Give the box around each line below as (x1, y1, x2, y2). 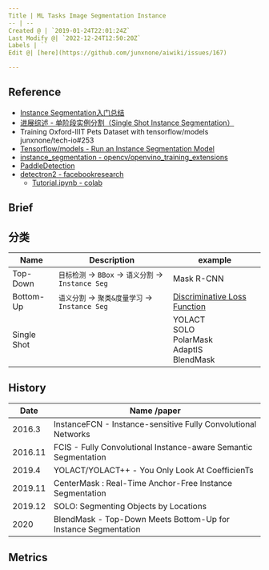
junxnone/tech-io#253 (19, 135, 94, 145)
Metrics (8, 551, 48, 564)
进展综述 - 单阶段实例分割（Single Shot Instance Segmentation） (19, 118, 235, 127)
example (198, 255, 232, 266)
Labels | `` (8, 42, 48, 50)
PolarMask (173, 334, 214, 345)
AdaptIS (173, 344, 203, 355)
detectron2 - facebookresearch (19, 169, 124, 179)
